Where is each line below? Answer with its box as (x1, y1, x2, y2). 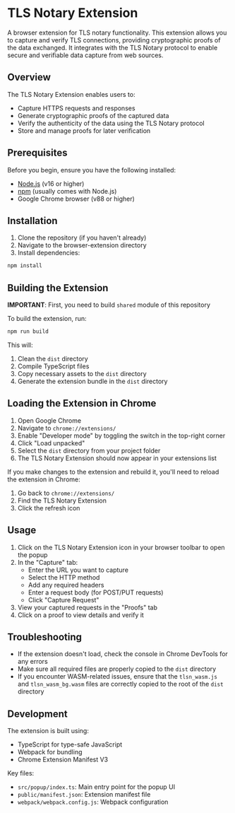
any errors (17, 657, 48, 666)
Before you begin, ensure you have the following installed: (7, 165, 176, 174)
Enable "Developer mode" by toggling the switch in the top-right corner (17, 431, 226, 440)
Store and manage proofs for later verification (17, 126, 151, 135)
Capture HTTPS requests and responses (17, 104, 135, 112)
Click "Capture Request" (28, 595, 100, 604)
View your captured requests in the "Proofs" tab (17, 603, 157, 612)
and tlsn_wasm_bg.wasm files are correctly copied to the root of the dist (17, 680, 224, 689)
